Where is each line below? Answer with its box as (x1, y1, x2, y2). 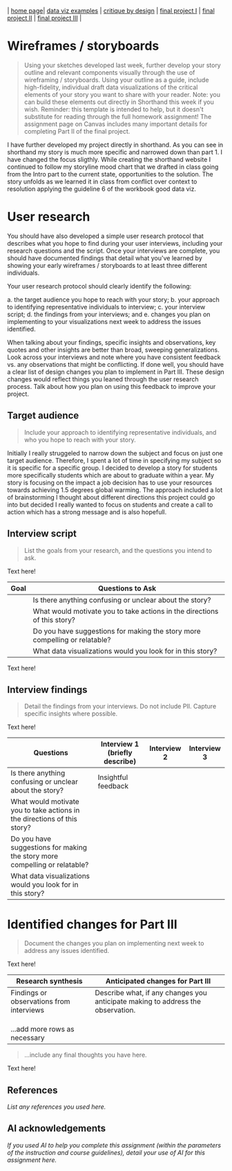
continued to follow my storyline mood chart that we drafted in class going (7, 163, 219, 171)
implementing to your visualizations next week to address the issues (7, 317, 202, 325)
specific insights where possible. (23, 709, 118, 718)
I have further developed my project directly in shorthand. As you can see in (7, 140, 224, 149)
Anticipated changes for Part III (106, 977, 211, 986)
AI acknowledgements (7, 1123, 106, 1134)
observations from (10, 997, 70, 1006)
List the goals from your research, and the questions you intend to (23, 546, 213, 554)
